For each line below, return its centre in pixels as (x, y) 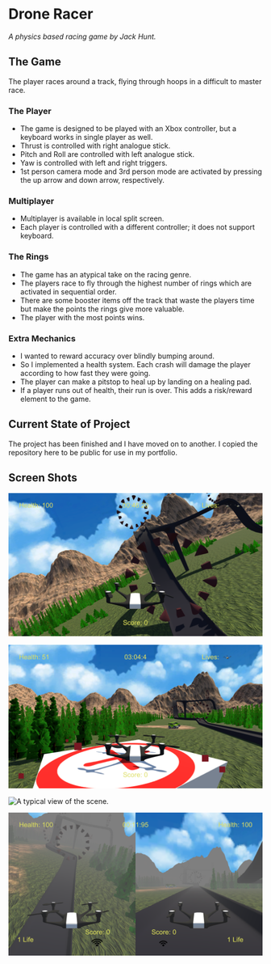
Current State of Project (69, 424)
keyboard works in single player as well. (86, 137)
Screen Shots (43, 478)
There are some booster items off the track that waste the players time (137, 300)
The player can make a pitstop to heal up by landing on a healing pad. (135, 382)
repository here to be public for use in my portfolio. (93, 452)
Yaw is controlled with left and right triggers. (94, 163)
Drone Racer (51, 14)
